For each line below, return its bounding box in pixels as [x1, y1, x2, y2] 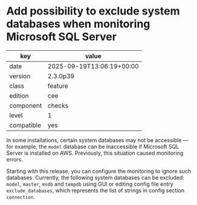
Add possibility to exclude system [6, 4, 180, 18]
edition [9, 91, 29, 100]
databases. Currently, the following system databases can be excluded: [6, 174, 184, 181]
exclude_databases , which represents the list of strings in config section [6, 186, 185, 194]
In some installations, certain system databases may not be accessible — [6, 136, 189, 143]
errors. [6, 155, 23, 163]
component [9, 101, 42, 109]
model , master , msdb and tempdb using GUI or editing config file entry [6, 180, 173, 187]
